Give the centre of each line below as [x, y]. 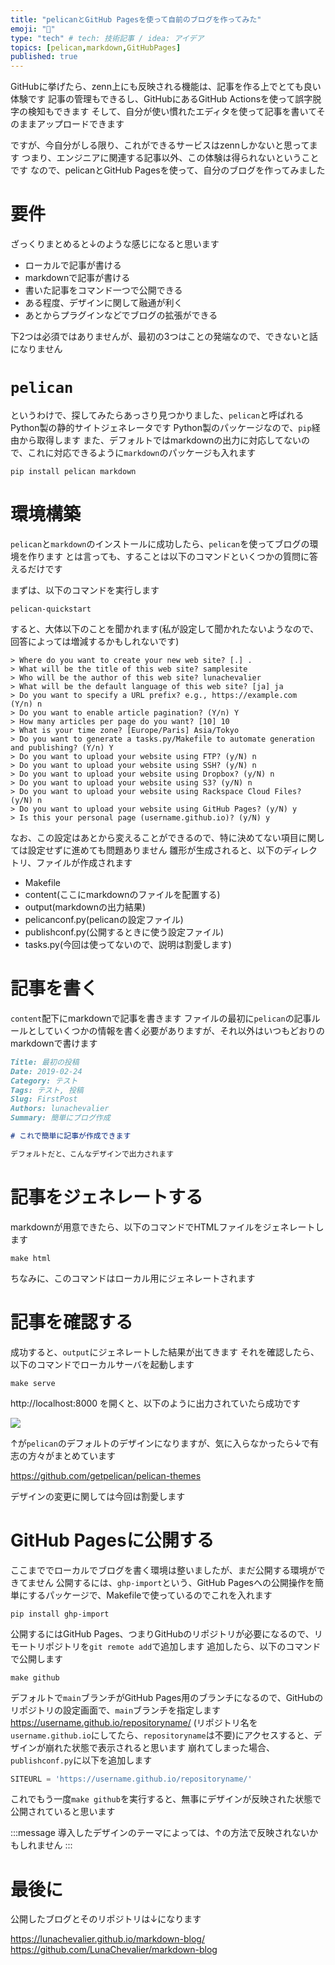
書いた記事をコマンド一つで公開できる [103, 290]
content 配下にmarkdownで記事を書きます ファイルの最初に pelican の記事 [161, 1018]
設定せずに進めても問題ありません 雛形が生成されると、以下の [155, 850]
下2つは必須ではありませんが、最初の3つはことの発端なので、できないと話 [164, 337]
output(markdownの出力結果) [85, 907]
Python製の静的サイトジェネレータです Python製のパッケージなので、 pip [161, 427]
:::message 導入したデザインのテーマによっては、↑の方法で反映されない [160, 1833]
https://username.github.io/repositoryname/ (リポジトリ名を [134, 1722]
